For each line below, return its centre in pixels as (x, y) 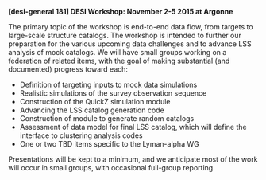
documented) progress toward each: (68, 69)
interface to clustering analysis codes (81, 135)
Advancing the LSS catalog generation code (92, 110)
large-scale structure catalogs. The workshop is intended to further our (125, 35)
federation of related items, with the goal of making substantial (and (119, 61)
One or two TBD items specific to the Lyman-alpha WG (110, 144)
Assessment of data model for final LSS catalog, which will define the (133, 127)
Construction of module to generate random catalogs (107, 118)
